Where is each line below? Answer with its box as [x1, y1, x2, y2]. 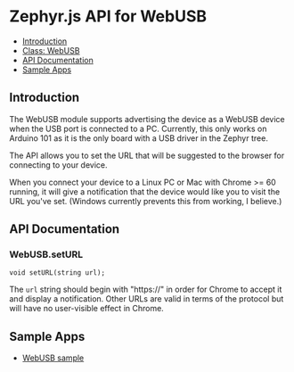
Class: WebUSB [21, 45, 80, 55]
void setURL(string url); [9, 269, 105, 277]
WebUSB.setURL [9, 248, 84, 260]
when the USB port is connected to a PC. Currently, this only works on [9, 123, 267, 134]
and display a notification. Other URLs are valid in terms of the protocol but [9, 293, 284, 304]
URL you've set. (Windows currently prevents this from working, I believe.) [9, 195, 282, 206]
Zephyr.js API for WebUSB [9, 6, 208, 27]
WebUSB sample [21, 352, 85, 363]
